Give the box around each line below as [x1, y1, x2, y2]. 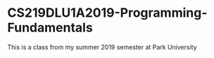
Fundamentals [7, 20, 93, 36]
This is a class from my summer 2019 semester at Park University [7, 43, 197, 51]
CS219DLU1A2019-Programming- [7, 5, 208, 21]
